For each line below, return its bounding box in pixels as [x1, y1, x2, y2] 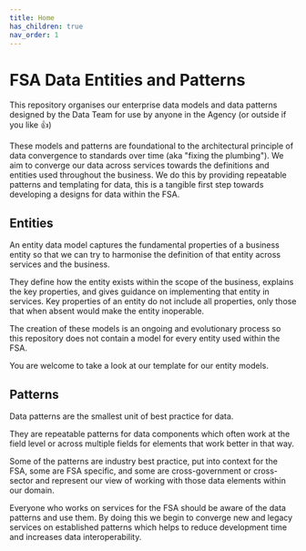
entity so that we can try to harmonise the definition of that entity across [9, 250, 281, 260]
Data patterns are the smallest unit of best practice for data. [9, 411, 234, 422]
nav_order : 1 [9, 30, 59, 39]
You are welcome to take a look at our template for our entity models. [9, 361, 269, 372]
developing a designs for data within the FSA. [9, 189, 180, 200]
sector [9, 474, 34, 485]
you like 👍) [9, 119, 52, 130]
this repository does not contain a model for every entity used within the [9, 333, 280, 344]
